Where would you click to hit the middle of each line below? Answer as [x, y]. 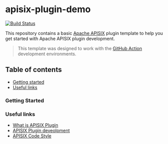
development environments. [47, 54]
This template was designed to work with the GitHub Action [80, 48]
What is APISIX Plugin [35, 125]
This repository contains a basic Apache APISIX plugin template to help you [84, 33]
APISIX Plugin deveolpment [41, 130]
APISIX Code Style [32, 136]
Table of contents [33, 70]
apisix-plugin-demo [48, 9]
